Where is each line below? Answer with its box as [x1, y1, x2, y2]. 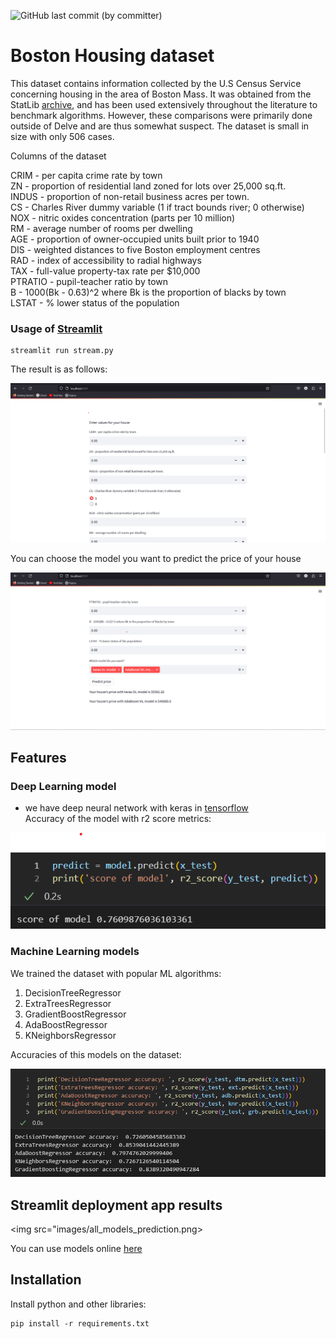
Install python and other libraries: [10, 1298, 147, 1310]
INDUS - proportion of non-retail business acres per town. [10, 190, 250, 202]
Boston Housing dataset [10, 45, 215, 67]
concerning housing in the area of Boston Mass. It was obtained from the [10, 88, 312, 100]
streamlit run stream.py [10, 346, 114, 356]
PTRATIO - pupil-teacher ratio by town [10, 275, 169, 287]
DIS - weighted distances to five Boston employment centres [10, 243, 261, 255]
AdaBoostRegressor [24, 1018, 108, 1030]
